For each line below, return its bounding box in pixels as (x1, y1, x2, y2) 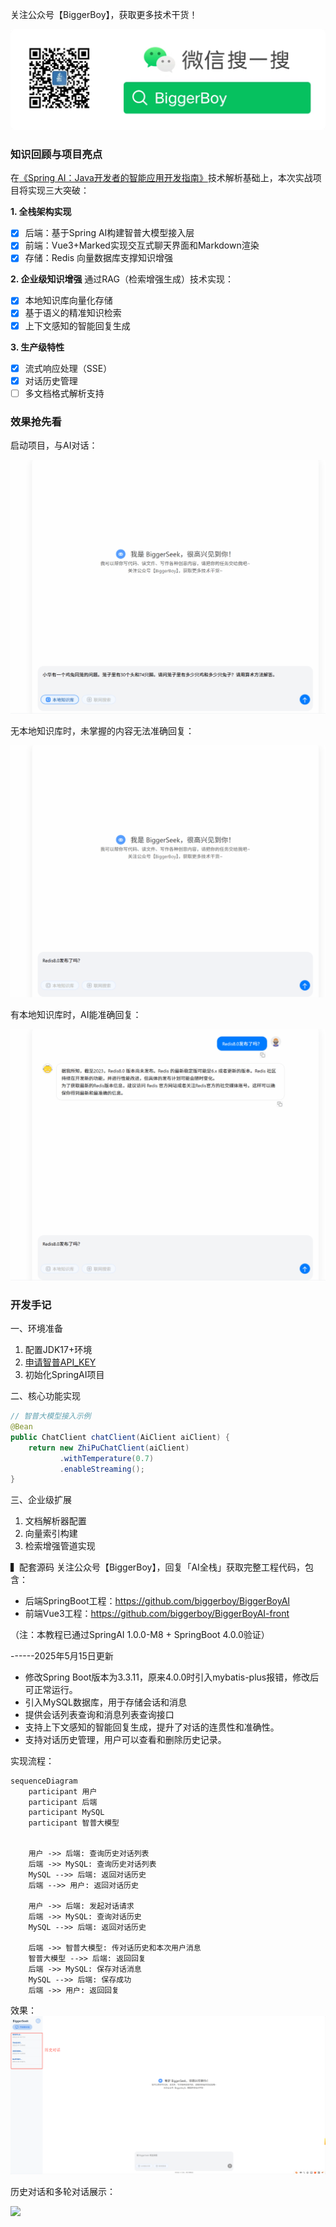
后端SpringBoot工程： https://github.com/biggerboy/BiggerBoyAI (24, 1595, 291, 1607)
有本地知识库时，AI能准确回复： (10, 1008, 142, 1020)
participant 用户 (28, 1787, 98, 1797)
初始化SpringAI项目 (24, 1369, 105, 1381)
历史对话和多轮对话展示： (10, 2185, 116, 2197)
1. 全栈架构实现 (10, 206, 72, 218)
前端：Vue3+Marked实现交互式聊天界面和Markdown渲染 (24, 239, 260, 252)
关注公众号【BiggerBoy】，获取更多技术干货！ (10, 9, 198, 20)
